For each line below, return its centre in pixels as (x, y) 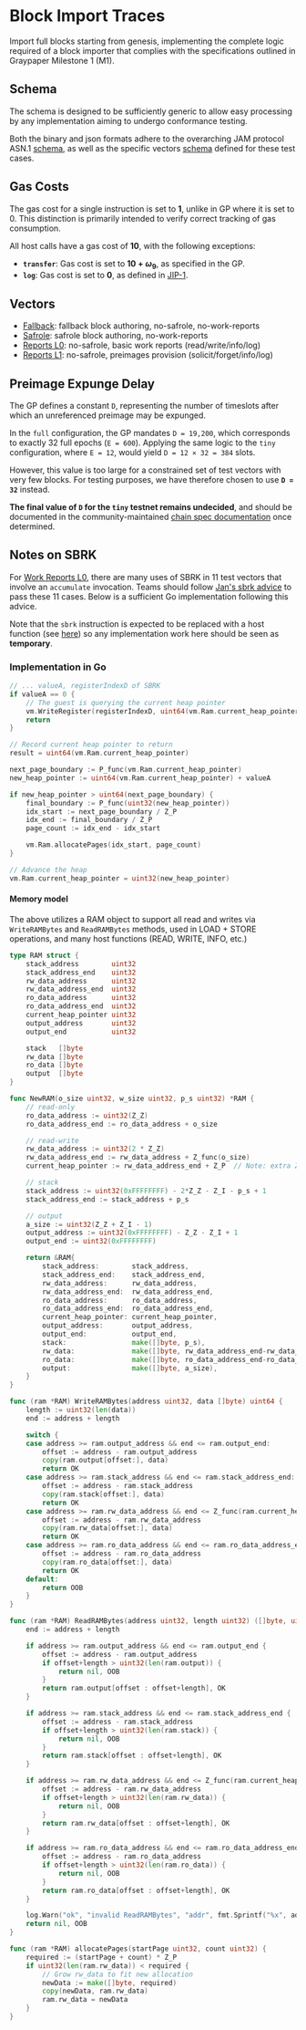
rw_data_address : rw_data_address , (120, 1283)
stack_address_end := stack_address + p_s (107, 1199)
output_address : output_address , (118, 1326)
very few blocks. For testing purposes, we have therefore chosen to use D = (152, 479)
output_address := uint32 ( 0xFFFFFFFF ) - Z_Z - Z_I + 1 (132, 1233)
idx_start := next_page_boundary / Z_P (102, 812)
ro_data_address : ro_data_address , (120, 1300)
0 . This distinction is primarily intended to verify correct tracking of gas (143, 218)
